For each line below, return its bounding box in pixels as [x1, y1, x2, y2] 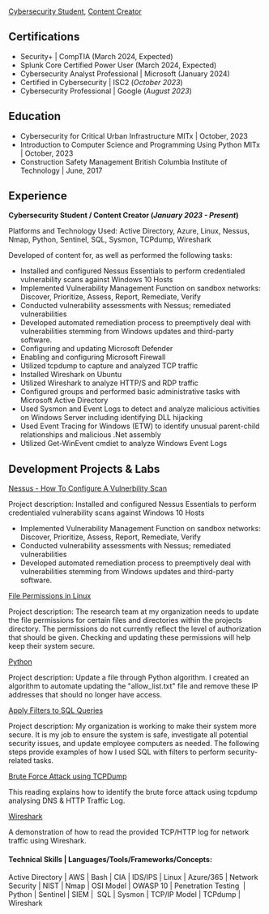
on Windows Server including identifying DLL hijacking [19, 413, 203, 423]
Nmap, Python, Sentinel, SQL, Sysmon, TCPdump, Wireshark [8, 234, 212, 245]
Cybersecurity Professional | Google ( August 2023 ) [19, 86, 192, 96]
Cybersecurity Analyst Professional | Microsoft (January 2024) [19, 68, 231, 79]
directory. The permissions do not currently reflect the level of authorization [8, 624, 262, 634]
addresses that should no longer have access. [8, 690, 163, 700]
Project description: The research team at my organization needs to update [8, 607, 259, 616]
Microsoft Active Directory [19, 396, 109, 406]
